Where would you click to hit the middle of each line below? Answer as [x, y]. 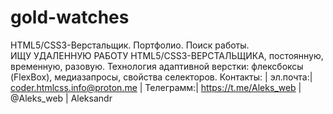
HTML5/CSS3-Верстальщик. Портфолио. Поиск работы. [130, 45]
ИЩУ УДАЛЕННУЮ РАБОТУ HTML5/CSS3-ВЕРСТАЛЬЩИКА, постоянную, [167, 55]
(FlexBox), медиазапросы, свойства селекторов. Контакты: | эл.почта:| [161, 77]
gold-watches [70, 17]
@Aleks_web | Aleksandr [61, 98]
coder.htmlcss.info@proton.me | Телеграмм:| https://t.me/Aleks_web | [156, 87]
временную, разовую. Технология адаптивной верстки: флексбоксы [157, 66]
